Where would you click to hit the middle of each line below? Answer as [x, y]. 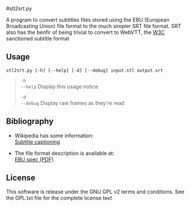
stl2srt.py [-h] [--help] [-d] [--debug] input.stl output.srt [85, 70]
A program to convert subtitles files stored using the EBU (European [88, 20]
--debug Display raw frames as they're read [72, 103]
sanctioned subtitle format [38, 38]
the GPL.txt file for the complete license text [59, 198]
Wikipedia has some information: [54, 135]
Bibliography [30, 122]
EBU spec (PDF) [34, 159]
